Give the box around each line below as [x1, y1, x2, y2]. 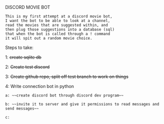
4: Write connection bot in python [5, 83, 74, 89]
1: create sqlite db [5, 54, 41, 60]
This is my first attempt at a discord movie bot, [5, 14, 113, 19]
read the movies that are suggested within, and [5, 22, 108, 27]
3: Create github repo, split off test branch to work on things [5, 73, 129, 79]
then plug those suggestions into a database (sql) [5, 27, 115, 32]
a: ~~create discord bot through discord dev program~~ [5, 93, 124, 98]
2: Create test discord [5, 64, 50, 69]
